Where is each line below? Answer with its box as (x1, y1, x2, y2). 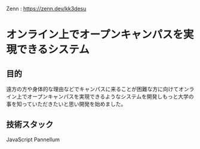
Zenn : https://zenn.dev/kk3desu (6, 5, 87, 12)
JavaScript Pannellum (6, 136, 60, 143)
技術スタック (6, 120, 54, 130)
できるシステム (17, 43, 90, 56)
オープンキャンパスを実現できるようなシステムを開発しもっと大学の (26, 93, 194, 100)
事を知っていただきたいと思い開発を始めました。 (6, 101, 127, 107)
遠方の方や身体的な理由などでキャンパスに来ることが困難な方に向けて (6, 86, 179, 92)
